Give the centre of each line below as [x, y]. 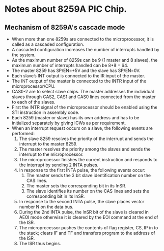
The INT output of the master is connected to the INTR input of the [79, 81]
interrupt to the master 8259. [48, 144]
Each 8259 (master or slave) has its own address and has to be [75, 118]
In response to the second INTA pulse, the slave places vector [82, 201]
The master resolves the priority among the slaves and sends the [85, 149]
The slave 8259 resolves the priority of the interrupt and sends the [86, 139]
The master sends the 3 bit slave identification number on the [88, 175]
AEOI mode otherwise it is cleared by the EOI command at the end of [88, 217]
